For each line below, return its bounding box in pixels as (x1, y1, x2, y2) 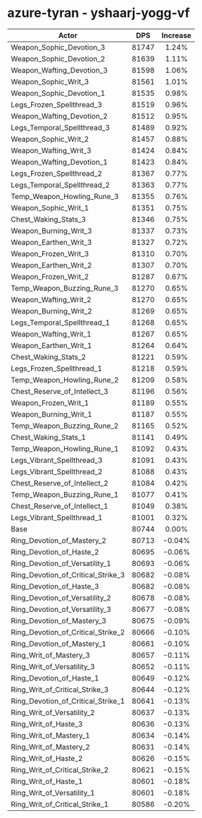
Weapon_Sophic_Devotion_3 (11, 42, 106, 52)
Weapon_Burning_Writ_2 (11, 306, 93, 315)
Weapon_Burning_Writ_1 (11, 409, 93, 419)
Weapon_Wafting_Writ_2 (11, 294, 91, 304)
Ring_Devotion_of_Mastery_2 (11, 535, 107, 545)
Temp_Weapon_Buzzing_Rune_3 (11, 283, 119, 293)
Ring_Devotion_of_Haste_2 (11, 547, 100, 557)
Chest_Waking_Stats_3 (11, 214, 87, 224)
